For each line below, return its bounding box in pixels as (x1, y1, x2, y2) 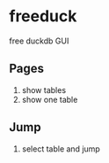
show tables (21, 84, 67, 95)
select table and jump (21, 144, 101, 154)
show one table (21, 94, 78, 105)
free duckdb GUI (9, 35, 69, 46)
